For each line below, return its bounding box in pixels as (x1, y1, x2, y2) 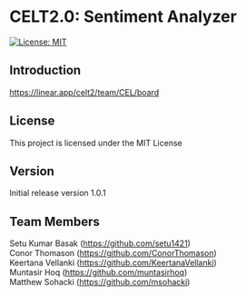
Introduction (9, 63, 82, 78)
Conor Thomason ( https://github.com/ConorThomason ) (9, 248, 218, 259)
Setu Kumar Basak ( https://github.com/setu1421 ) (9, 238, 191, 249)
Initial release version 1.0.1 (9, 188, 106, 199)
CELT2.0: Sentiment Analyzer (9, 6, 238, 27)
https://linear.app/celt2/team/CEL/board (9, 86, 160, 97)
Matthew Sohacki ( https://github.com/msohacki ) (9, 277, 191, 288)
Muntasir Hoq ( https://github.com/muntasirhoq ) (9, 267, 188, 278)
